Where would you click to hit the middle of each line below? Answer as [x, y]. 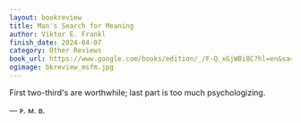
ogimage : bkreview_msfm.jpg [62, 68]
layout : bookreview [46, 17]
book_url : [28, 59]
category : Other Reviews [56, 51]
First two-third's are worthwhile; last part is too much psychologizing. [138, 92]
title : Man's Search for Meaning [72, 26]
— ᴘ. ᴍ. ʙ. [27, 110]
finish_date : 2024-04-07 [56, 42]
